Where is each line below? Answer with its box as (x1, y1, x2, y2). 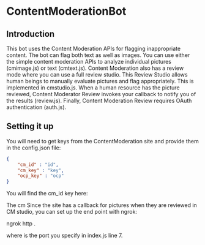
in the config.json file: (6, 144, 61, 151)
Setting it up (6, 121, 54, 132)
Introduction (6, 29, 55, 39)
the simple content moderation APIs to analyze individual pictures (6, 58, 171, 65)
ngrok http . (6, 220, 35, 227)
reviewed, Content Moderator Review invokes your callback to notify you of (6, 91, 196, 97)
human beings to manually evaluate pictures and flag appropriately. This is (6, 78, 194, 85)
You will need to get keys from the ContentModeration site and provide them (6, 137, 199, 145)
